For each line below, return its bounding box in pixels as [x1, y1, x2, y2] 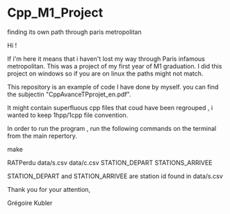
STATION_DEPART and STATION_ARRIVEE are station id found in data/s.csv [7, 172, 224, 180]
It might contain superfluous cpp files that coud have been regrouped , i [7, 103, 213, 112]
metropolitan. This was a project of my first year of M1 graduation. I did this [7, 62, 222, 70]
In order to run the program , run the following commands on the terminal [7, 124, 217, 132]
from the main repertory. [7, 132, 78, 140]
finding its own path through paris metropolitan [7, 28, 142, 36]
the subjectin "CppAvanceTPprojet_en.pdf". [7, 90, 131, 98]
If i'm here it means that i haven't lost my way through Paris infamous [7, 54, 206, 63]
